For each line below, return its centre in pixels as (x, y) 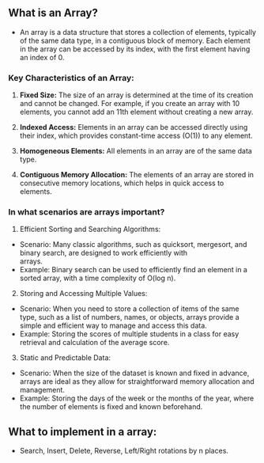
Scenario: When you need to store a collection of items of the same (129, 309)
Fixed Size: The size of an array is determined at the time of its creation (136, 95)
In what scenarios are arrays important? (87, 212)
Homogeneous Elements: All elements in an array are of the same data (136, 151)
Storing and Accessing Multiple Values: (83, 294)
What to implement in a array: (83, 432)
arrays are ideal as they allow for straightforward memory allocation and (137, 381)
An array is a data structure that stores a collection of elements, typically (138, 32)
